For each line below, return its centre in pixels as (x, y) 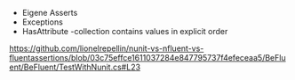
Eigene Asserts (50, 13)
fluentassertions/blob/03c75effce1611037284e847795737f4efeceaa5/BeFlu (147, 58)
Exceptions (43, 22)
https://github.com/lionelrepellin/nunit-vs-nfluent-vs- (107, 48)
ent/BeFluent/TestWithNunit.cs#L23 (75, 67)
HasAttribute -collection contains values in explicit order (125, 31)
